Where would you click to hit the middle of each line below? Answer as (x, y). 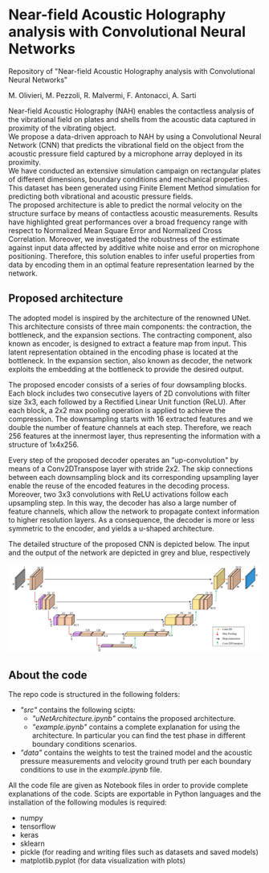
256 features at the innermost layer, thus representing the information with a (134, 436)
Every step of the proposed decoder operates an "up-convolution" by (124, 460)
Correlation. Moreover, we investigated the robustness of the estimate (124, 239)
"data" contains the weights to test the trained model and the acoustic (136, 752)
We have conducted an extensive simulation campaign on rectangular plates (134, 170)
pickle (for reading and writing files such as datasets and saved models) (139, 852)
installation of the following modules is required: (88, 802)
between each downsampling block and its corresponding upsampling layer (134, 477)
